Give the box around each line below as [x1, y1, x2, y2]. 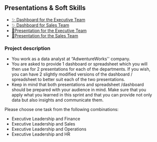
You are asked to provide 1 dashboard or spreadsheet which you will [11, 61, 148, 67]
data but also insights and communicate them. [11, 97, 104, 103]
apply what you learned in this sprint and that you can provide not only [11, 92, 153, 98]
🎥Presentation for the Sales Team [11, 32, 78, 38]
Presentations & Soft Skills [4, 4, 86, 12]
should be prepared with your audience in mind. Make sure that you [11, 87, 146, 93]
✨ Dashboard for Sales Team [11, 22, 70, 28]
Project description [4, 45, 51, 51]
